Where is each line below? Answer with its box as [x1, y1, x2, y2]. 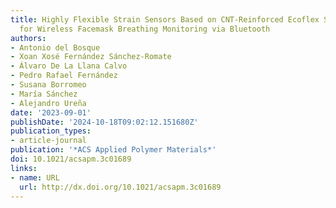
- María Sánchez [10, 89, 78, 99]
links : [10, 163, 38, 173]
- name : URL [10, 172, 60, 183]
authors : [10, 33, 47, 43]
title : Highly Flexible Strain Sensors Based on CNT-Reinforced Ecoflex [10, 14, 320, 25]
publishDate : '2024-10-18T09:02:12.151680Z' [10, 117, 199, 127]
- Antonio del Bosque [10, 42, 101, 53]
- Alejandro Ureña [10, 98, 87, 108]
